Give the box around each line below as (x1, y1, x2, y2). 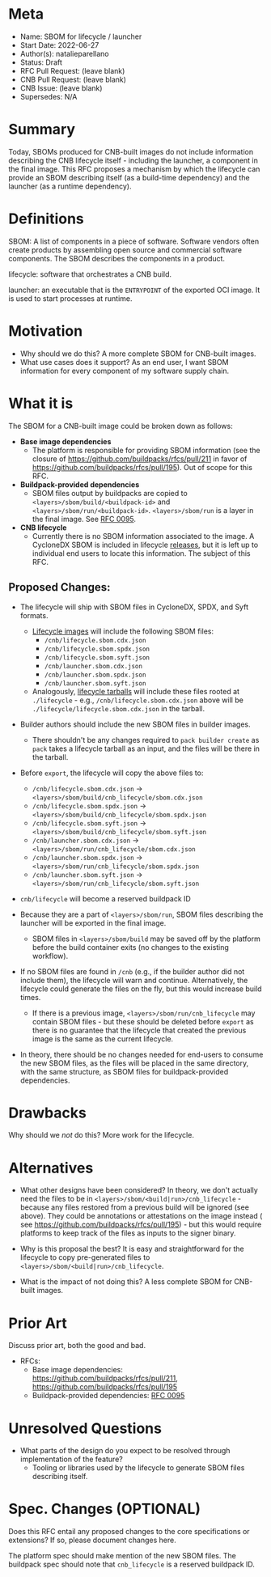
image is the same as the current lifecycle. (32, 1033, 174, 1044)
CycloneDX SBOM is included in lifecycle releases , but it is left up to (32, 540, 259, 549)
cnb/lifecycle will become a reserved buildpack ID (19, 893, 192, 903)
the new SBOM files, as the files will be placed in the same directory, (19, 1058, 249, 1068)
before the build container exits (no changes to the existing (32, 942, 229, 952)
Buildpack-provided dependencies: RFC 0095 (32, 1391, 185, 1401)
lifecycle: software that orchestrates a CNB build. (8, 269, 172, 279)
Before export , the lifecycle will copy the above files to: (19, 768, 204, 778)
